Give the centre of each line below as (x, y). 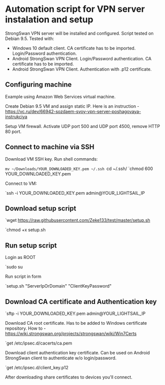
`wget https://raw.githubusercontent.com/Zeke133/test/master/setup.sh (78, 220)
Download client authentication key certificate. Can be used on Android (78, 353)
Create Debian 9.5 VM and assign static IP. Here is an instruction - (72, 106)
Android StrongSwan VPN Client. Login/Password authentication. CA (82, 58)
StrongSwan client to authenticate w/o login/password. (61, 358)
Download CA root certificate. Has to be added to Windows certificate (76, 323)
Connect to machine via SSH (50, 147)
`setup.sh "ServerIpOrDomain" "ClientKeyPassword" (58, 286)
